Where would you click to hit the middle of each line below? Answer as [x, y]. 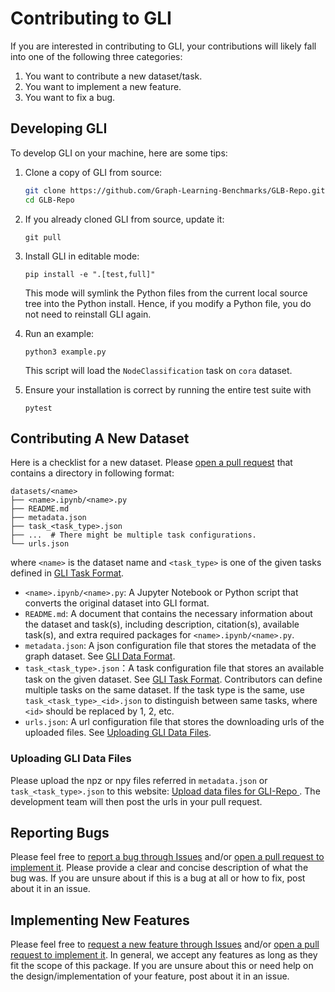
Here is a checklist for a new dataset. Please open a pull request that [151, 463]
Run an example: [59, 333]
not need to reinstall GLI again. [88, 314]
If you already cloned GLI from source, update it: [124, 219]
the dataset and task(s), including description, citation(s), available [162, 624]
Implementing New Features [100, 920]
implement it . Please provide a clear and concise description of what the [159, 868]
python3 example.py [65, 352]
